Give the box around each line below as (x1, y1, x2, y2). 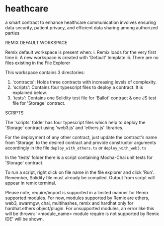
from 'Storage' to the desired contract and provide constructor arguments (5, 140, 157, 146)
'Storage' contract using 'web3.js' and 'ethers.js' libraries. (5, 125, 124, 131)
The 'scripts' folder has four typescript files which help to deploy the (5, 119, 146, 125)
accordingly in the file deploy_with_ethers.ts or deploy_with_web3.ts (5, 145, 147, 151)
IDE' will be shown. (5, 216, 44, 222)
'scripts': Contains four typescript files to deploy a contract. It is (12, 84, 143, 90)
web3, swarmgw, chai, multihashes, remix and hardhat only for (5, 200, 134, 206)
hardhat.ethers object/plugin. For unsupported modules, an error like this (5, 205, 155, 211)
